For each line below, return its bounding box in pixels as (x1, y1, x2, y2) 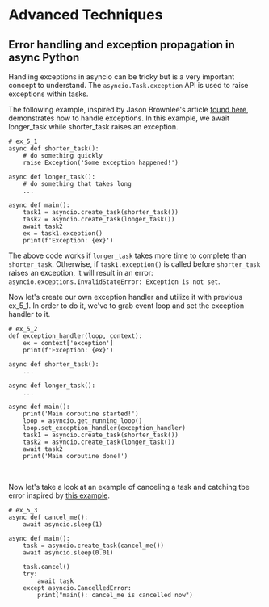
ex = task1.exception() (23, 230, 103, 238)
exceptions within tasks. (8, 89, 89, 99)
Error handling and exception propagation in (8, 38, 236, 52)
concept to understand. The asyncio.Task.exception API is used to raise (8, 81, 249, 90)
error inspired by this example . (8, 491, 111, 500)
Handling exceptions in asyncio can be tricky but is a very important (8, 72, 235, 82)
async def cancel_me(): (8, 513, 89, 521)
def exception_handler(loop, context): (8, 332, 143, 340)
